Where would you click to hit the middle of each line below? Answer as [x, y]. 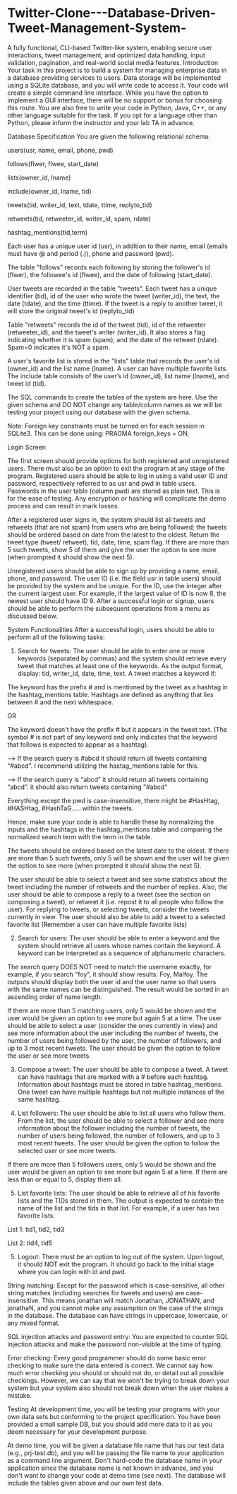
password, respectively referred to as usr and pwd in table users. [102, 483]
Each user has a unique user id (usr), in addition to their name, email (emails [117, 246]
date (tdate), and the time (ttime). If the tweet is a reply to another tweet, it [115, 303]
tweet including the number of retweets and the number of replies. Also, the [117, 887]
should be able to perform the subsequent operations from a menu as [109, 608]
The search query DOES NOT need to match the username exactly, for [109, 967]
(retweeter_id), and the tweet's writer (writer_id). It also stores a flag [107, 332]
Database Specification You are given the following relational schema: [109, 136]
